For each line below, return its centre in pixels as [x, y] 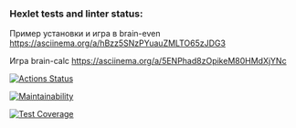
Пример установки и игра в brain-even [85, 34]
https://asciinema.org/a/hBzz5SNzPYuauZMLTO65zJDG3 [118, 43]
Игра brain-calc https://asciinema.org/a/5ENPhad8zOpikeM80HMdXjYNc [148, 61]
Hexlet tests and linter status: [76, 14]
